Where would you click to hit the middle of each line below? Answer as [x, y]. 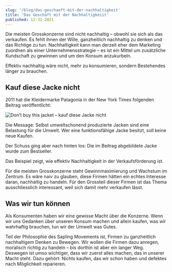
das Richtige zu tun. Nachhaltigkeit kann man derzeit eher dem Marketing [83, 45]
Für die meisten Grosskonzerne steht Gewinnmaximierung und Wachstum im [86, 171]
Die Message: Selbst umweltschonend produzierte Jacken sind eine [77, 125]
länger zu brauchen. [27, 71]
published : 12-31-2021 [30, 19]
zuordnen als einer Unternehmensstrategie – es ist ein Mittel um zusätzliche [85, 50]
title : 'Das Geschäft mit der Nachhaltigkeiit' [57, 15]
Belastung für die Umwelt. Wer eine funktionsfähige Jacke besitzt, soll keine [86, 131]
